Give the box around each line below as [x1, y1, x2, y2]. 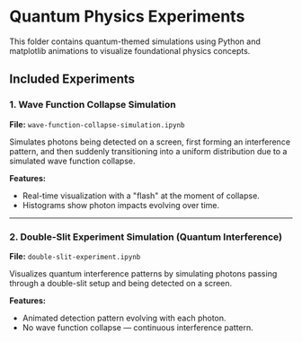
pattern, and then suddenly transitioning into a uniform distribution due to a [9, 145, 288, 156]
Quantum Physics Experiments [9, 6, 245, 27]
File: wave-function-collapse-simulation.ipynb [9, 118, 185, 129]
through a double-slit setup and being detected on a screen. [9, 277, 233, 288]
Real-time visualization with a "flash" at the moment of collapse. [22, 190, 261, 201]
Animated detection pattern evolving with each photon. [22, 312, 226, 323]
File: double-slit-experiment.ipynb [9, 250, 141, 261]
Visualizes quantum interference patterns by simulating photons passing [9, 267, 278, 279]
